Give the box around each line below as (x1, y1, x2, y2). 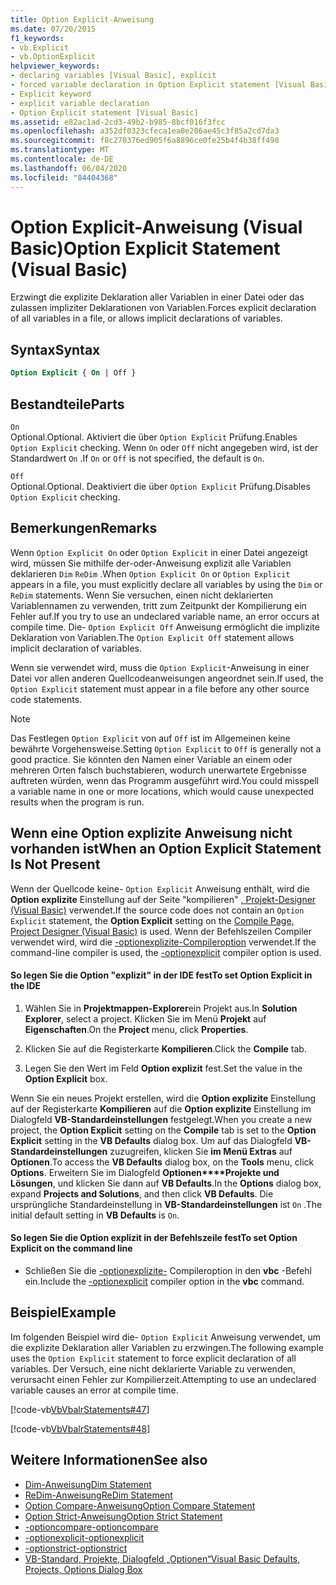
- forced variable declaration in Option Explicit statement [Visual (10, 80, 307, 90)
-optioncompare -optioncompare (24, 1521, 159, 1533)
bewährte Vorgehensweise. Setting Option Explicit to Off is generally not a (10, 742, 322, 755)
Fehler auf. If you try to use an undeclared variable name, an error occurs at (10, 610, 320, 622)
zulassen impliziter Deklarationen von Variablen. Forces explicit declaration (10, 302, 317, 314)
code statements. (10, 693, 83, 705)
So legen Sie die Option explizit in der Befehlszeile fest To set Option (10, 1232, 298, 1244)
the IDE (10, 980, 42, 992)
